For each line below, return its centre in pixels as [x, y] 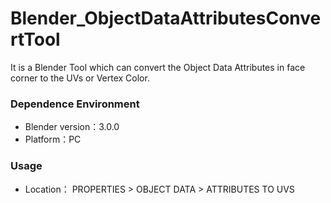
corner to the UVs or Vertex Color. [80, 78]
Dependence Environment [75, 104]
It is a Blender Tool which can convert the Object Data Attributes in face [158, 67]
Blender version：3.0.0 [72, 127]
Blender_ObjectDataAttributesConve [166, 18]
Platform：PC [53, 139]
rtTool [35, 39]
